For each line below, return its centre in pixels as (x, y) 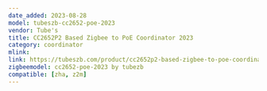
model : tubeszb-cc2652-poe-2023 (62, 23)
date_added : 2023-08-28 (48, 15)
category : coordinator (46, 45)
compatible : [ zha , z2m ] (48, 74)
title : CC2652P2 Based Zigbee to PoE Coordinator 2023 (101, 38)
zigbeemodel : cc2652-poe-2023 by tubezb (76, 67)
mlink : (19, 52)
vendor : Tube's (33, 30)
